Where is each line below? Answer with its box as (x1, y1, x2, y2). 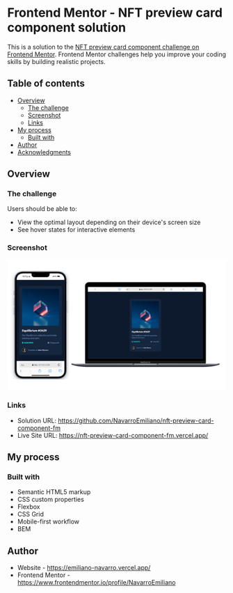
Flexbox (17, 503, 40, 511)
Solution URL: (17, 416, 57, 425)
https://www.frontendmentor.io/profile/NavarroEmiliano (17, 578, 176, 587)
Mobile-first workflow (17, 517, 80, 526)
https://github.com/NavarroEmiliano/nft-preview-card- (58, 416, 214, 425)
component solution (7, 19, 127, 35)
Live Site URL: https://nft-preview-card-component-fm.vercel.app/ (17, 431, 209, 439)
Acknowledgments (17, 148, 72, 156)
